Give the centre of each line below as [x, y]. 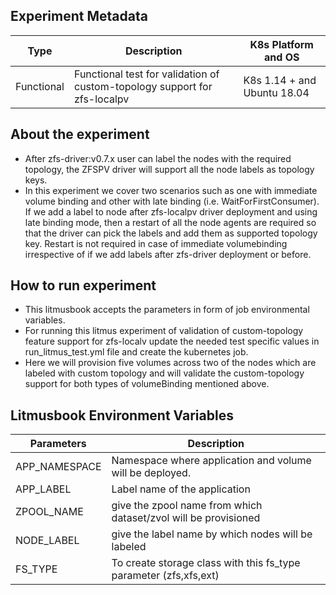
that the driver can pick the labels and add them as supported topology [171, 233]
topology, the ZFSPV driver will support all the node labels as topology [169, 169]
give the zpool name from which [187, 506]
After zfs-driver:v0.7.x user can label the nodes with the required [158, 158]
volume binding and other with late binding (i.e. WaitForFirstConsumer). [172, 201]
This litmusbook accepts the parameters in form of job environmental [167, 310]
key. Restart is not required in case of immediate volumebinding [156, 243]
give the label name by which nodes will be [212, 534]
